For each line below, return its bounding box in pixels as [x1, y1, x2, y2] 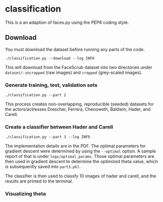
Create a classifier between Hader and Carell [5, 123, 113, 130]
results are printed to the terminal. [5, 178, 73, 184]
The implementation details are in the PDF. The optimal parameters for [5, 143, 146, 149]
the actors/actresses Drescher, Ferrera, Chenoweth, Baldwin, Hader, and [5, 106, 151, 112]
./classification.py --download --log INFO [5, 56, 95, 61]
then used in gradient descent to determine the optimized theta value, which [5, 159, 158, 165]
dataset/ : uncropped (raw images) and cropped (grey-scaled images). [5, 69, 143, 75]
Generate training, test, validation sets [5, 82, 98, 88]
